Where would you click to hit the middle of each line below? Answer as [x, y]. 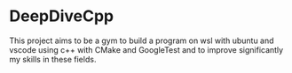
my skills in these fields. [53, 59]
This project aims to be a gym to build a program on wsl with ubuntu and [142, 40]
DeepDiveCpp [62, 16]
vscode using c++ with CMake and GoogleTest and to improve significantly [146, 49]
